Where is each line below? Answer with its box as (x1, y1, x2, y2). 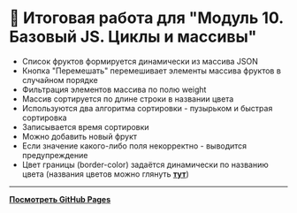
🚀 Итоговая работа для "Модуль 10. (9, 8, 284, 28)
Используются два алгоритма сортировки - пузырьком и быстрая (21, 103, 273, 113)
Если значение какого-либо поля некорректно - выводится (21, 141, 247, 151)
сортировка (21, 112, 68, 123)
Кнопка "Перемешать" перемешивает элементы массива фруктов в (21, 65, 281, 76)
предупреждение (21, 149, 88, 160)
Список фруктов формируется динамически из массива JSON (21, 56, 259, 66)
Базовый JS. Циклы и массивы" (9, 27, 257, 47)
